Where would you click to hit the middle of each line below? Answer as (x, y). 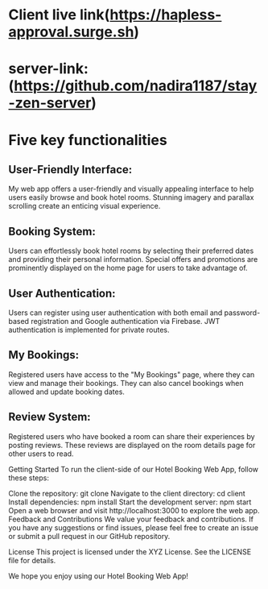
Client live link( (59, 15)
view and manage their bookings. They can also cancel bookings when (126, 383)
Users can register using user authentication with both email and (115, 313)
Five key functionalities (88, 140)
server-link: (48, 69)
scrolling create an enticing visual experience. (85, 206)
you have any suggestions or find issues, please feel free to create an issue (134, 527)
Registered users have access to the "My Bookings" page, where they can (132, 374)
